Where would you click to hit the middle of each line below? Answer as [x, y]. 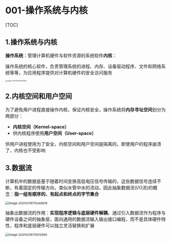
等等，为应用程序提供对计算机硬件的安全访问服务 [61, 72]
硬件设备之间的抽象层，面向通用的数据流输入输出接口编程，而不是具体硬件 [83, 219]
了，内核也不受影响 [25, 150]
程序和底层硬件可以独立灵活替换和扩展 [54, 225]
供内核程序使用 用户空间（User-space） [54, 133]
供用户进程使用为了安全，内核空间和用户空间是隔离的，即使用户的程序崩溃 [83, 144]
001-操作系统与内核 [47, 10]
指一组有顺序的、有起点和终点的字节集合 [57, 194]
